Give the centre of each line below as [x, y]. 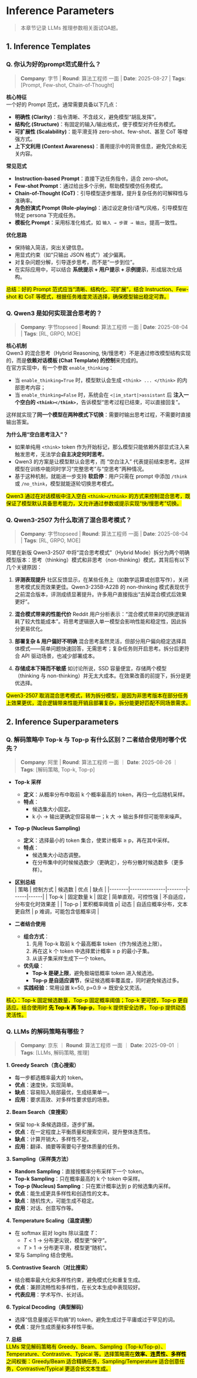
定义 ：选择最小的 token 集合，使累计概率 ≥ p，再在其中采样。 [98, 840]
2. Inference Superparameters [62, 722]
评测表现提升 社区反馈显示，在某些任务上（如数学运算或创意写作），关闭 [101, 580]
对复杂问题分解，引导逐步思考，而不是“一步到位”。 [76, 262]
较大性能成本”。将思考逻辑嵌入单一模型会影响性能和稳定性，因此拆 [106, 622]
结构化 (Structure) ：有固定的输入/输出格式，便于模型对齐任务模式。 [97, 124]
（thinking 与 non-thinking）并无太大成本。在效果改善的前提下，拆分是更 [103, 676]
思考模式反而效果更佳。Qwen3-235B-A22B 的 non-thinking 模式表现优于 [102, 587]
